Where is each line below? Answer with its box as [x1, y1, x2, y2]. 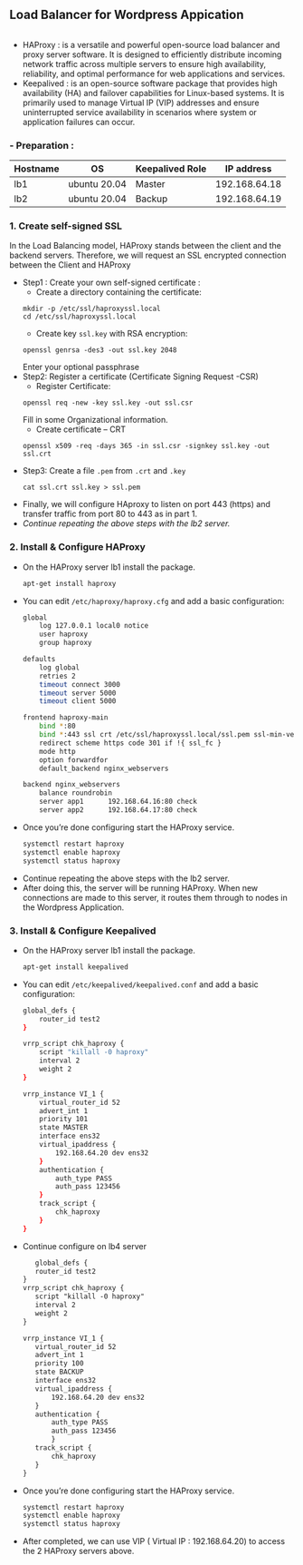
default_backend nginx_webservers [39, 764, 169, 773]
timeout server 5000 [39, 689, 117, 698]
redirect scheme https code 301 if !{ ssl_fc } [39, 738, 222, 748]
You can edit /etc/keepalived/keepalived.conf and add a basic [22, 979, 260, 990]
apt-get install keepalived [22, 962, 128, 972]
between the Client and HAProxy [9, 259, 131, 270]
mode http [39, 747, 76, 756]
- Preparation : [9, 139, 75, 152]
